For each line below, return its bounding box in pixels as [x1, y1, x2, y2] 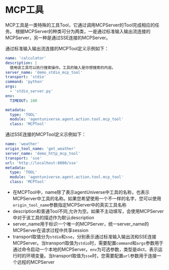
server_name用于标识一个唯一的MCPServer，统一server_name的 [12, 221, 149, 227]
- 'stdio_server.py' [10, 89, 53, 94]
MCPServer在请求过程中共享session [12, 227, 89, 233]
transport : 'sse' [5, 156, 42, 161]
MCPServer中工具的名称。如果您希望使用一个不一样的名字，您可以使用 [12, 196, 161, 202]
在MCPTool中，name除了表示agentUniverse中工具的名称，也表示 [12, 189, 150, 195]
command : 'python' [5, 79, 44, 84]
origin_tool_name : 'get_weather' [5, 146, 76, 152]
